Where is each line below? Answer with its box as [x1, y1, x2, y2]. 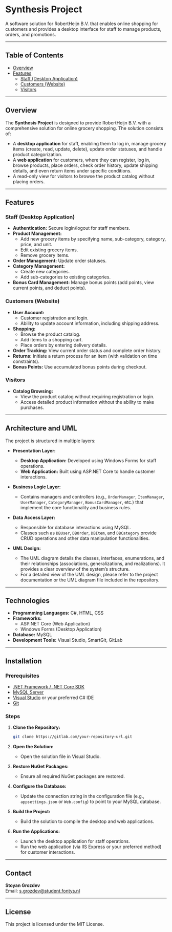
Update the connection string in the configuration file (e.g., [20, 793, 144, 799]
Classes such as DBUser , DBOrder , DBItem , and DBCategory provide [20, 530, 157, 536]
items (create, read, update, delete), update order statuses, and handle [12, 146, 162, 152]
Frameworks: [12, 615, 42, 621]
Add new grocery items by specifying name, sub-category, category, [20, 236, 166, 242]
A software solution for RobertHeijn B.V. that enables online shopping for [5, 20, 159, 27]
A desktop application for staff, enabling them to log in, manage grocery [12, 140, 166, 146]
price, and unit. [20, 242, 53, 248]
